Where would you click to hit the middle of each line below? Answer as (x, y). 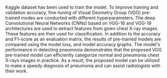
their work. (16, 71)
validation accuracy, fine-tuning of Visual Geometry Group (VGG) (73, 12)
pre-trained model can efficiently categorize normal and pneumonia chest (82, 55)
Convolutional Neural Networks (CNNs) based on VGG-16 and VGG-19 (78, 23)
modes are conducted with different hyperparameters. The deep (88, 18)
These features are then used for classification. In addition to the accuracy (83, 34)
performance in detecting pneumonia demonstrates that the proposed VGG (83, 50)
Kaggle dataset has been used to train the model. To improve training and (82, 7)
